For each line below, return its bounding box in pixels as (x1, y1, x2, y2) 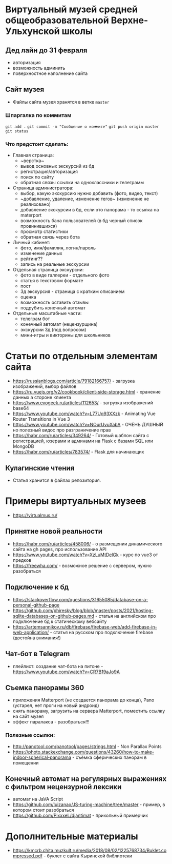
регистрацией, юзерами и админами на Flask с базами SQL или (12, 438, 154, 444)
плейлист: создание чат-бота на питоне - (12, 663, 103, 669)
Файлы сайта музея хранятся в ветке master (12, 99, 110, 105)
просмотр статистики (20, 228, 68, 234)
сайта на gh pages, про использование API (12, 546, 106, 552)
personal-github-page (12, 602, 60, 608)
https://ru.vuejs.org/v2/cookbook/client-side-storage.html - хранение (12, 389, 161, 395)
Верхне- (111, 14, 148, 26)
